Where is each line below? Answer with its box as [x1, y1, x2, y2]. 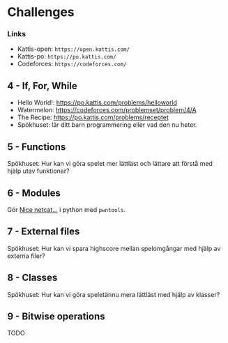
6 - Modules [7, 187, 61, 199]
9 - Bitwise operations [7, 310, 106, 322]
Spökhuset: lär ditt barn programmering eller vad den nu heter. [17, 121, 197, 129]
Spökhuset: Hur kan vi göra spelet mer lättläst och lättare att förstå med [7, 160, 213, 168]
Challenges [7, 4, 75, 20]
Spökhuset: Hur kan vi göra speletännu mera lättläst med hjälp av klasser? [7, 290, 220, 298]
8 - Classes [7, 272, 58, 284]
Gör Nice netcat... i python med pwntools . [7, 205, 126, 213]
